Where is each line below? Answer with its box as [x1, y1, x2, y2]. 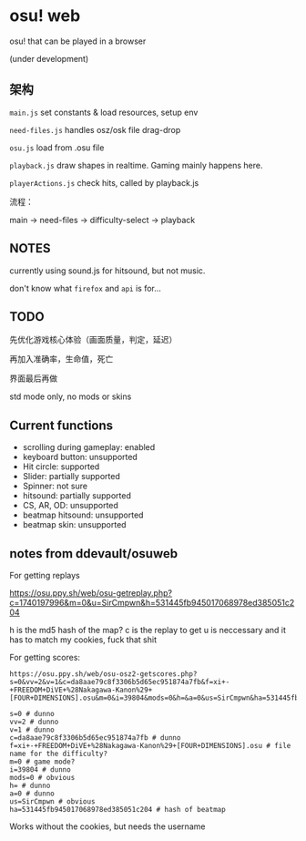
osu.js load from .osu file [9, 142, 105, 153]
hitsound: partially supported [22, 490, 132, 501]
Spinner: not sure [22, 480, 88, 492]
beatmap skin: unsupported [22, 519, 127, 530]
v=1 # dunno [9, 725, 55, 734]
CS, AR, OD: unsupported [22, 500, 118, 511]
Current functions [9, 417, 114, 433]
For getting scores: [9, 652, 80, 662]
